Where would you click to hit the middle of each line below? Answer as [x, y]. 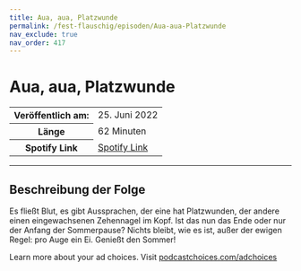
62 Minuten [122, 131]
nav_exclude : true [43, 34]
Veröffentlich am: [52, 116]
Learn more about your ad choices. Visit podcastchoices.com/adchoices [143, 257]
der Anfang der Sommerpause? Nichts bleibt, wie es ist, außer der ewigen [146, 230]
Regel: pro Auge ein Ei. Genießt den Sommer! [93, 240]
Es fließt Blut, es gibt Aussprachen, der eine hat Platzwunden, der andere [145, 211]
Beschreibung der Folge [77, 189]
